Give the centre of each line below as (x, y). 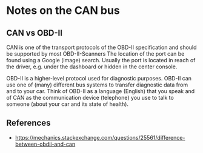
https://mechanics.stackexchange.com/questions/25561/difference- (100, 137)
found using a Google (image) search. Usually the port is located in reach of (101, 60)
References (28, 123)
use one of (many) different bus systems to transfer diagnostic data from (97, 85)
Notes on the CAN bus (63, 11)
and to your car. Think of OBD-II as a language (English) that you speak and (101, 91)
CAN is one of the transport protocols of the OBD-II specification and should (101, 47)
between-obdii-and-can (45, 144)
